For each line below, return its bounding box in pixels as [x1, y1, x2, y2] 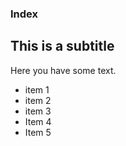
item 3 [24, 105, 52, 117]
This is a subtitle [10, 38, 115, 55]
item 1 [24, 83, 50, 96]
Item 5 [24, 126, 52, 138]
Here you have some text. [10, 64, 117, 76]
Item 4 [24, 115, 52, 127]
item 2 [24, 94, 52, 106]
